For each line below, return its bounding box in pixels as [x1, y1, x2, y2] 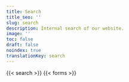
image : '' [6, 31, 31, 37]
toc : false [6, 36, 33, 42]
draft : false [6, 42, 39, 48]
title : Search [6, 8, 42, 15]
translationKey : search [6, 53, 66, 59]
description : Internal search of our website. [6, 25, 124, 31]
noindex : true [6, 48, 42, 53]
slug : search [6, 20, 39, 26]
